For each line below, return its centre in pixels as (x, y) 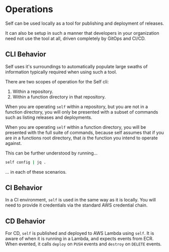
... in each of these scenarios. (36, 172)
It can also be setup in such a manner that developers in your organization (82, 33)
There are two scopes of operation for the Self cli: (57, 81)
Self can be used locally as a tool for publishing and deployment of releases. (85, 23)
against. (13, 143)
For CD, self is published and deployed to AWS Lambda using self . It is (80, 233)
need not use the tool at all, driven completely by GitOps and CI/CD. (76, 38)
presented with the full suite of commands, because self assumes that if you (84, 132)
